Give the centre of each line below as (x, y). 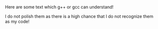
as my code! (17, 22)
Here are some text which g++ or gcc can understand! (59, 7)
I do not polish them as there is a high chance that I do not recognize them (79, 16)
